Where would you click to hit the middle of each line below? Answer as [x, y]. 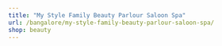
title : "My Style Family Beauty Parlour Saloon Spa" [97, 15]
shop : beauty [30, 30]
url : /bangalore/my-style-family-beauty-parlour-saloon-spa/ [111, 23]
